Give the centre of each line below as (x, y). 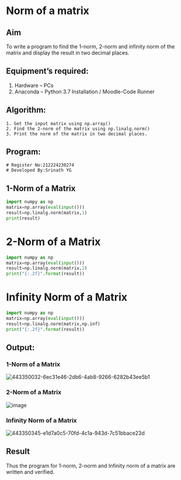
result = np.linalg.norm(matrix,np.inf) (53, 324)
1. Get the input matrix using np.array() (58, 124)
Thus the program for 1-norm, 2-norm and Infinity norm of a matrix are (91, 465)
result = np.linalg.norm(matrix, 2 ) (47, 268)
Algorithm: (26, 110)
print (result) (23, 218)
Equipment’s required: (47, 71)
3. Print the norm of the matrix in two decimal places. (77, 134)
